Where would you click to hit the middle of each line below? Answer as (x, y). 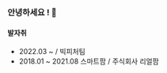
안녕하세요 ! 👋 (32, 12)
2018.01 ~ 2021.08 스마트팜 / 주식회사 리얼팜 (89, 61)
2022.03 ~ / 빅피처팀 (52, 52)
